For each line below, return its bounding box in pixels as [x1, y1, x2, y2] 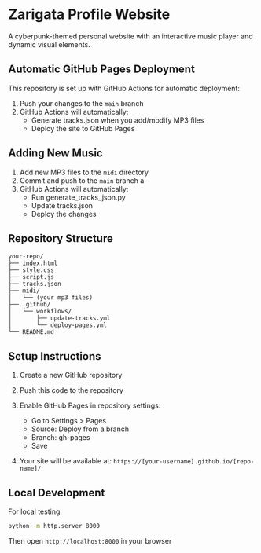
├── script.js [8, 273, 55, 281]
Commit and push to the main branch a [19, 175, 145, 185]
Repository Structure [8, 232, 114, 245]
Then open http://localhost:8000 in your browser [8, 536, 172, 545]
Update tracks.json [31, 200, 93, 210]
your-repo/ [8, 253, 44, 261]
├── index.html [8, 259, 58, 268]
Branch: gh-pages [31, 433, 90, 442]
